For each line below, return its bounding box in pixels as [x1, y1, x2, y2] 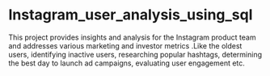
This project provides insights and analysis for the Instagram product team [8, 32, 256, 42]
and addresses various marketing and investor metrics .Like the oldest [8, 40, 243, 50]
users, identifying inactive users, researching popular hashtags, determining [8, 49, 263, 59]
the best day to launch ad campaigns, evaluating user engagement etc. [8, 58, 245, 68]
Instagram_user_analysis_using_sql [8, 6, 253, 24]
